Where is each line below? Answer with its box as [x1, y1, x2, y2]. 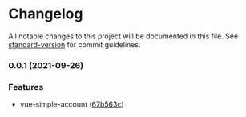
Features [8, 81, 44, 92]
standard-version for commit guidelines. [8, 39, 141, 49]
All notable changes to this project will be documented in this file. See [8, 31, 239, 41]
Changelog [8, 5, 83, 23]
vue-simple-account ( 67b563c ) [19, 99, 124, 109]
